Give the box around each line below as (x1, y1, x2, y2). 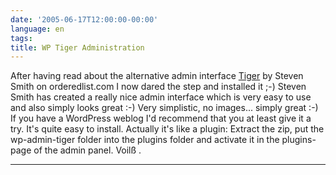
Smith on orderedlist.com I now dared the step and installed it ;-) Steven (10, 81, 307, 93)
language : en (10, 24, 65, 34)
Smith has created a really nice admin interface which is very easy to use (10, 91, 312, 103)
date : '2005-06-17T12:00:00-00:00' (10, 14, 159, 25)
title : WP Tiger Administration (10, 42, 145, 53)
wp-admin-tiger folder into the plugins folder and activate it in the (10, 134, 280, 146)
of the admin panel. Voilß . (33, 144, 142, 156)
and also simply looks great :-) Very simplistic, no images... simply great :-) (10, 102, 319, 114)
